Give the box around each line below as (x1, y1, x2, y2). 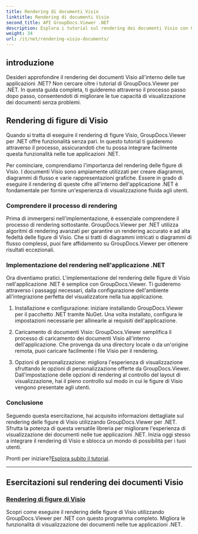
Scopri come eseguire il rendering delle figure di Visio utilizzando (6, 509, 164, 516)
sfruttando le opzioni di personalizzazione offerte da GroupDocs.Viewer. (14, 365, 190, 372)
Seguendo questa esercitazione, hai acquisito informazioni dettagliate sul (6, 412, 184, 419)
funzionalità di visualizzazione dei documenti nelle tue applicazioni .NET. (6, 521, 183, 528)
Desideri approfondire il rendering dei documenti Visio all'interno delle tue (6, 73, 186, 80)
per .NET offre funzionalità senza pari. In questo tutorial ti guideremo (6, 137, 173, 145)
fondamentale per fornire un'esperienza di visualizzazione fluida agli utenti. (6, 186, 189, 194)
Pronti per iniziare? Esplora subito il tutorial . (6, 455, 110, 462)
